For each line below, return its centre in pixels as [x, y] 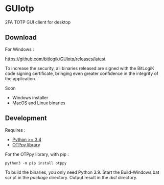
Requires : [15, 130]
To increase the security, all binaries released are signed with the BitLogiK [80, 68]
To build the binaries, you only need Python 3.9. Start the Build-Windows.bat [82, 172]
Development [26, 118]
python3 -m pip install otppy [36, 163]
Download [21, 37]
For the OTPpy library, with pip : [37, 154]
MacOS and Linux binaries [39, 103]
